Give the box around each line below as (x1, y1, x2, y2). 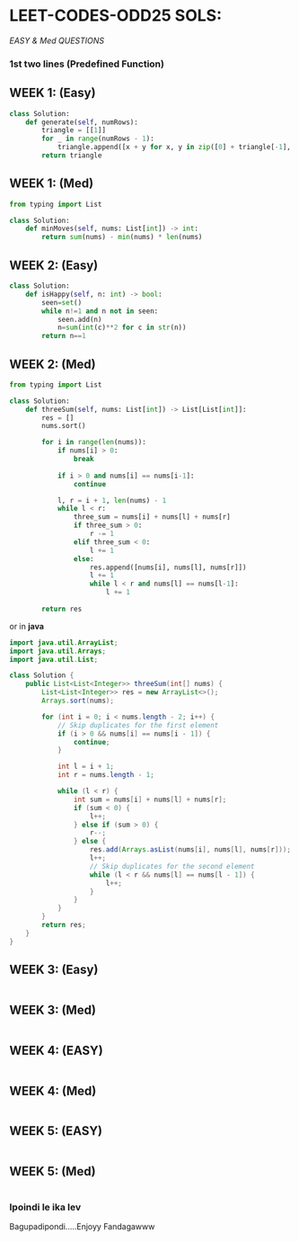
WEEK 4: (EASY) (9, 1042, 103, 1058)
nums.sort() (41, 422, 87, 431)
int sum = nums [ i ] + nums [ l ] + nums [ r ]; (73, 795, 227, 804)
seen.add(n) (57, 315, 102, 324)
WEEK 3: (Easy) (9, 962, 99, 978)
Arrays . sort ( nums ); (41, 696, 115, 706)
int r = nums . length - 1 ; (57, 771, 154, 780)
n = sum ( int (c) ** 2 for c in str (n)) (57, 323, 187, 333)
